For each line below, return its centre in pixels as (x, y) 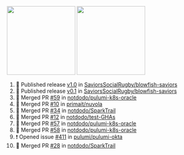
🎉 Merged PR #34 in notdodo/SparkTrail (66, 110)
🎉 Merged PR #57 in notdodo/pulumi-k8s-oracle (76, 123)
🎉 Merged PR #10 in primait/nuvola (59, 104)
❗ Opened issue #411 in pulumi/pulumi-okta (69, 137)
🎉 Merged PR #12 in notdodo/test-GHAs (66, 117)
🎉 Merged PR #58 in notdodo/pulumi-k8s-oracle (76, 130)
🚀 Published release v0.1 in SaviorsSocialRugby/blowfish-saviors (96, 91)
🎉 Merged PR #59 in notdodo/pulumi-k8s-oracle (76, 97)
